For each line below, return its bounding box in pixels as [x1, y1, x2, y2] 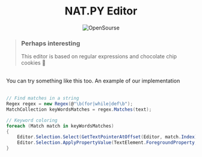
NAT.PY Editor [64, 4, 138, 18]
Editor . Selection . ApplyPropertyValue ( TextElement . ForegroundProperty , [17, 140, 198, 146]
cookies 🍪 [20, 59, 46, 67]
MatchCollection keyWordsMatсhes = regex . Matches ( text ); [6, 106, 152, 112]
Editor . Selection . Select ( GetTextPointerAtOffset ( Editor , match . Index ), [17, 134, 200, 140]
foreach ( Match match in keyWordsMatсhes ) [6, 123, 114, 129]
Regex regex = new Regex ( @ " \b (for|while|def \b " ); [6, 101, 133, 107]
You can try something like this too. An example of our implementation [6, 77, 180, 85]
